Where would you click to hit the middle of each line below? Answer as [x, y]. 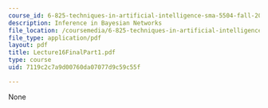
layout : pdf [28, 45]
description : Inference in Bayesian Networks [85, 23]
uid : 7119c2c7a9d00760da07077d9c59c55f [75, 67]
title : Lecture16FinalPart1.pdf [62, 52]
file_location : [33, 30]
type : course [30, 60]
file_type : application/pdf [55, 38]
